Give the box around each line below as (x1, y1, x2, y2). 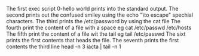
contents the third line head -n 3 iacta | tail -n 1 (6, 43, 121, 50)
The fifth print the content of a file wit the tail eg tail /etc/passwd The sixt (6, 30, 186, 38)
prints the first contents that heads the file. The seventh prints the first (6, 37, 179, 43)
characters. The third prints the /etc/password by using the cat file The (6, 18, 181, 24)
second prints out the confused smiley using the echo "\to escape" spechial (6, 11, 193, 18)
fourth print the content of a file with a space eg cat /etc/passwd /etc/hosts (6, 24, 192, 31)
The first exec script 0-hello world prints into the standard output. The (6, 5, 179, 12)
